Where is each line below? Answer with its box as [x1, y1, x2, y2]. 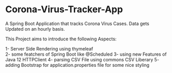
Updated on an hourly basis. [5, 26, 65, 32]
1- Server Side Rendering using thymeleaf [5, 45, 93, 52]
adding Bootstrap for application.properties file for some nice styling [5, 62, 149, 68]
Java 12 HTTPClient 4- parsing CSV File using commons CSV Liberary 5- [5, 56, 160, 62]
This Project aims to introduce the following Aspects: [5, 36, 117, 42]
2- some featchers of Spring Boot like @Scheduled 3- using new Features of [5, 51, 167, 57]
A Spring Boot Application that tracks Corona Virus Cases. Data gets [5, 20, 149, 27]
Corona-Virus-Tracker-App [5, 4, 123, 15]
